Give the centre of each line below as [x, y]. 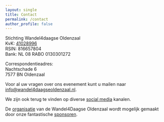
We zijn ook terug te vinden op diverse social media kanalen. [68, 99]
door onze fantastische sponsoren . [42, 114]
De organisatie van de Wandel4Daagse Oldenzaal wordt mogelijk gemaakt [82, 109]
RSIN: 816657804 [23, 49]
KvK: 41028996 [21, 44]
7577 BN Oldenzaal [25, 75]
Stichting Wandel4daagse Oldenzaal [43, 38]
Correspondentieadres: [29, 64]
